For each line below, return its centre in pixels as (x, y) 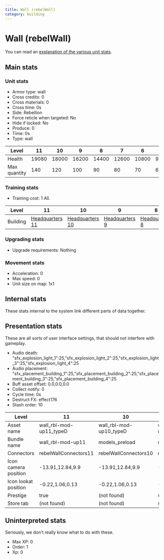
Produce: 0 (23, 128)
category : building (25, 14)
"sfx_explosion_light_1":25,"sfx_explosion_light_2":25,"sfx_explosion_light (85, 358)
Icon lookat (20, 481)
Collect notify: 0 (28, 389)
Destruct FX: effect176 (35, 400)
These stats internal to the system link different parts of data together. (75, 311)
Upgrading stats (25, 239)
